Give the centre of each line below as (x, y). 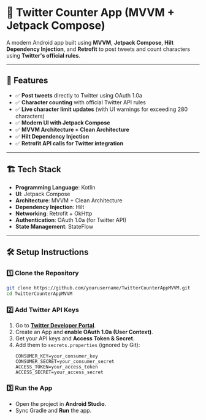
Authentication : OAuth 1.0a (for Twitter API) (71, 220)
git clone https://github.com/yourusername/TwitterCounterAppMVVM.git (98, 288)
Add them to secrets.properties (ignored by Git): (78, 345)
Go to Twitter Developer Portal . (55, 326)
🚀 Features (27, 81)
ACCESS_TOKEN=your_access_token (56, 367)
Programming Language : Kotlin (55, 187)
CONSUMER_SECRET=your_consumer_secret (65, 362)
